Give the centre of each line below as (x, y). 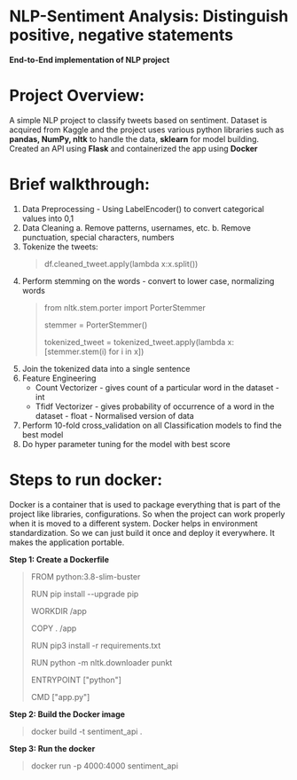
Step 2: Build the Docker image (67, 714)
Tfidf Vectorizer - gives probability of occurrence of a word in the (155, 406)
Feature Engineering (59, 378)
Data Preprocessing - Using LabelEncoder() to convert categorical (143, 209)
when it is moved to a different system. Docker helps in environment (133, 523)
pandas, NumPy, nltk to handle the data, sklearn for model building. (134, 138)
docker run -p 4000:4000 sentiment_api (105, 766)
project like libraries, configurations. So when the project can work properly (147, 514)
